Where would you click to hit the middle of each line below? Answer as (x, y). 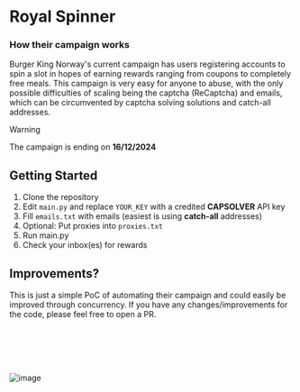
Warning (25, 130)
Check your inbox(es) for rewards (85, 245)
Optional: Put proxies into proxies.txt (93, 226)
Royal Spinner (63, 17)
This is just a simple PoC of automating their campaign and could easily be (148, 296)
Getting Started (54, 175)
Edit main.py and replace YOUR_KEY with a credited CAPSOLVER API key (154, 207)
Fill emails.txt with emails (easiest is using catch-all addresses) (142, 216)
